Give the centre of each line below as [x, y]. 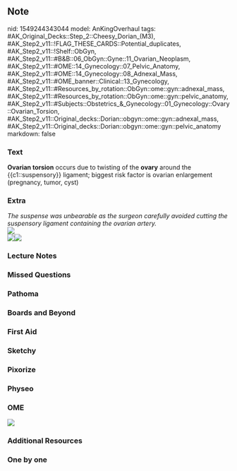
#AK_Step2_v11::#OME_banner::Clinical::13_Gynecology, [88, 81]
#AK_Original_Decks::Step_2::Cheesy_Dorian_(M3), [81, 36]
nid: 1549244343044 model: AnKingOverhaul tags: [82, 28]
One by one [28, 460]
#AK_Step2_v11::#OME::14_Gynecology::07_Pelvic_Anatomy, [94, 66]
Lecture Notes [32, 256]
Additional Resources [45, 441]
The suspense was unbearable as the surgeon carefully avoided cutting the [117, 216]
